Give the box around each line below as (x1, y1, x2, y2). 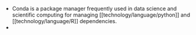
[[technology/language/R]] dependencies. (12, 18, 117, 24)
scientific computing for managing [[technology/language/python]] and (12, 11, 191, 18)
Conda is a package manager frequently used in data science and (12, 5, 177, 12)
